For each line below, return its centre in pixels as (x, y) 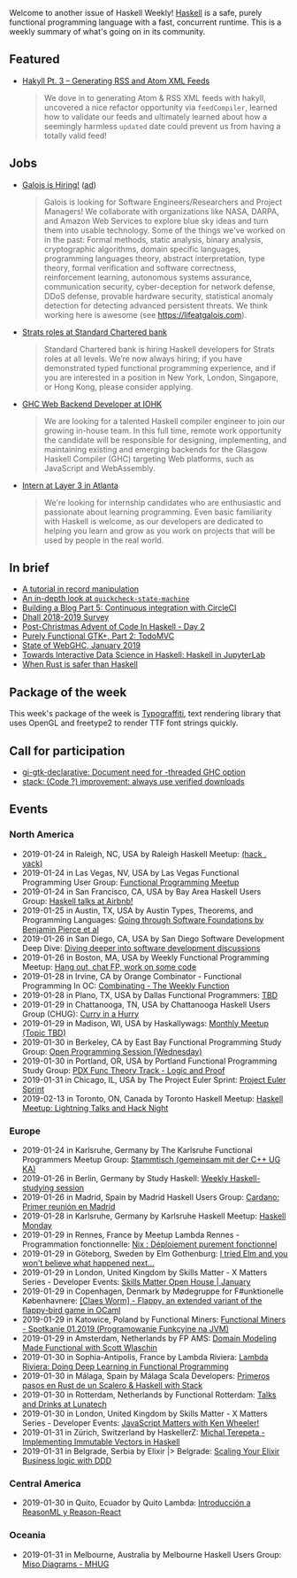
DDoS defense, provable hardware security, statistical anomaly (159, 296)
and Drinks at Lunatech (65, 1404)
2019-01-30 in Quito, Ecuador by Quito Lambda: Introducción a (136, 1503)
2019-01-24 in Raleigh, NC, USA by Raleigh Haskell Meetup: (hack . (144, 854)
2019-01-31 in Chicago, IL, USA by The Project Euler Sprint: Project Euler (154, 1079)
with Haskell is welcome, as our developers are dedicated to (153, 521)
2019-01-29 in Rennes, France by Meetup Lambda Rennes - (131, 1235)
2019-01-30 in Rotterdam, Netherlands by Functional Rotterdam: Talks (149, 1395)
